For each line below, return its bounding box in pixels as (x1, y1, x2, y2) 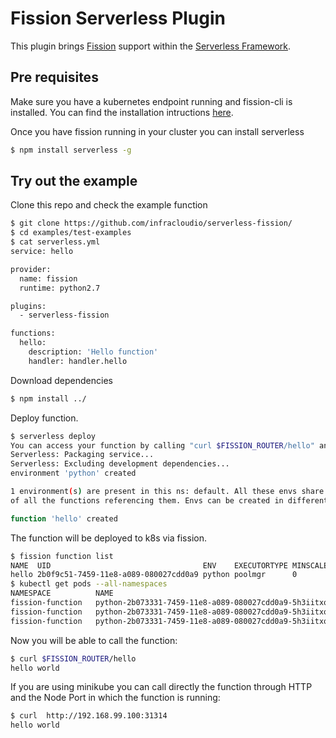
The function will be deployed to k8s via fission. (10, 532, 207, 544)
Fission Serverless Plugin (10, 7, 226, 30)
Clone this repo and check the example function (10, 199, 208, 211)
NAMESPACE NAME (10, 588, 114, 599)
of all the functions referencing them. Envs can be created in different (10, 495, 329, 506)
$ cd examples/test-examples (10, 228, 132, 238)
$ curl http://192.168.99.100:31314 (10, 711, 168, 721)
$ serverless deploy (10, 431, 97, 441)
